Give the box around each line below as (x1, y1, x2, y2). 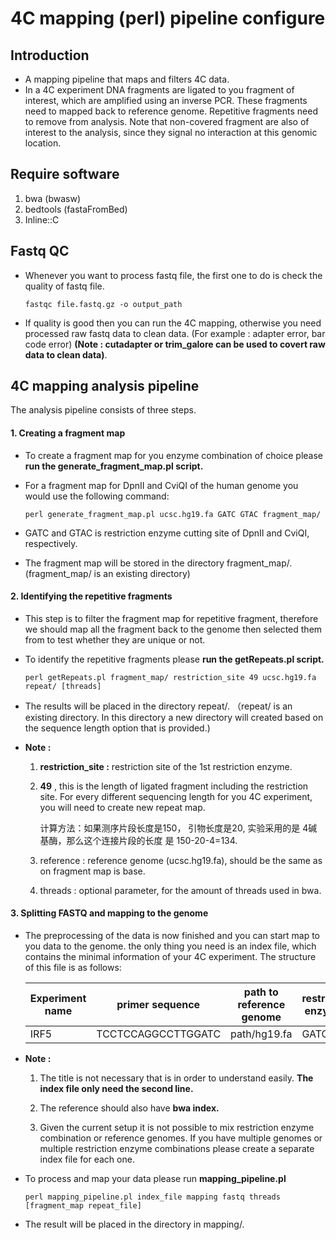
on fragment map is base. (39, 865, 146, 877)
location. (24, 137, 62, 149)
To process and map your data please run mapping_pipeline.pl (24, 1173, 287, 1185)
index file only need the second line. (39, 1083, 194, 1095)
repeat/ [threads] (24, 681, 102, 691)
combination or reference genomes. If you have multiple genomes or (39, 1132, 323, 1144)
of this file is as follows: (24, 962, 122, 974)
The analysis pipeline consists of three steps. (10, 404, 197, 416)
